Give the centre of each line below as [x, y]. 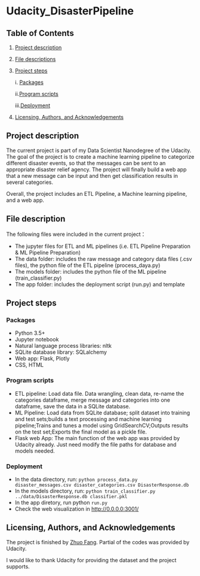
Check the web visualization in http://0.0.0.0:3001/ [77, 509]
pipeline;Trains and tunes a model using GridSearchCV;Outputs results [101, 425]
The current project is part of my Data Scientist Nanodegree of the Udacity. [99, 150]
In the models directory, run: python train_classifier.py [85, 491]
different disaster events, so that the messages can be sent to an [86, 163]
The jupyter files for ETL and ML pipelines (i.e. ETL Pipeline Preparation [103, 246]
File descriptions [35, 59]
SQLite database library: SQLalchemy [61, 352]
